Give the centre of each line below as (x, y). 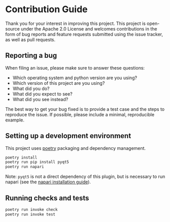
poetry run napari (25, 167)
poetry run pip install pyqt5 (37, 162)
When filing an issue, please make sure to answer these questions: (75, 68)
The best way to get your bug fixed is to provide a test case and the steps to (85, 109)
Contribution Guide (46, 9)
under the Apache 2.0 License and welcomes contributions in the (89, 28)
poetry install (21, 157)
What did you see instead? (40, 99)
